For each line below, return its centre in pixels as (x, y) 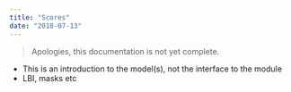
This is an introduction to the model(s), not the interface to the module (152, 69)
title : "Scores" (40, 17)
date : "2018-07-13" (46, 26)
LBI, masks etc (49, 78)
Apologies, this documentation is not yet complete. (125, 51)
